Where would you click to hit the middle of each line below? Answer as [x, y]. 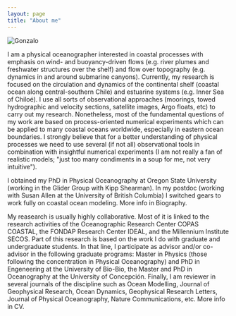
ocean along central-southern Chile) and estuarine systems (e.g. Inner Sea [116, 92]
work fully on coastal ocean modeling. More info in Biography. [97, 202]
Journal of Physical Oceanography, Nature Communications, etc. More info [116, 299]
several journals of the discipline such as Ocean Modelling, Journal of [108, 284]
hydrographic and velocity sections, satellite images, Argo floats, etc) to [112, 107]
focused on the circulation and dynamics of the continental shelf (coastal [113, 84]
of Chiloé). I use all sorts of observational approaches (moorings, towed [112, 99]
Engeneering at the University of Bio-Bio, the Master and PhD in [100, 269]
